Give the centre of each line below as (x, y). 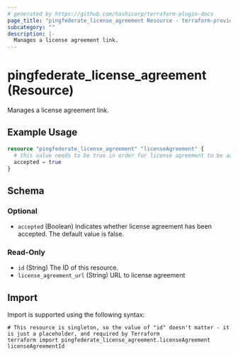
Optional (22, 211)
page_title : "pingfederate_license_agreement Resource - (93, 21)
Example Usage (42, 132)
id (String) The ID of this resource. (68, 268)
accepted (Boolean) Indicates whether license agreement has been (115, 226)
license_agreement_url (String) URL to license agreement (101, 275)
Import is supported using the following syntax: (76, 315)
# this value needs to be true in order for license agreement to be (118, 155)
